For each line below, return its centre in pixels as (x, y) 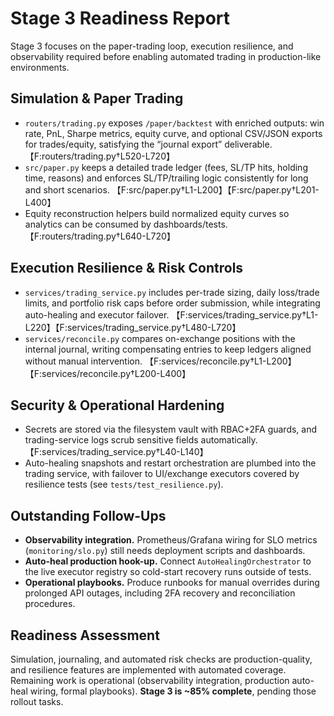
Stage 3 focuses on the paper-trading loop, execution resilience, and (152, 46)
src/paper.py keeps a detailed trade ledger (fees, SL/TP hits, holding (166, 167)
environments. (40, 67)
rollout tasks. (37, 701)
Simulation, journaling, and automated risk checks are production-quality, (161, 659)
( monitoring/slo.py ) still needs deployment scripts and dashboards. (165, 551)
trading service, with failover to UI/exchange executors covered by (162, 474)
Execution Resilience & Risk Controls (127, 268)
